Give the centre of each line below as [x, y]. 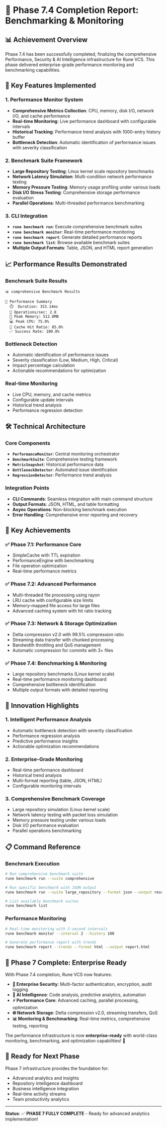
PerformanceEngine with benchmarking [53, 561]
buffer [19, 137]
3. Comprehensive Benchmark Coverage [55, 799]
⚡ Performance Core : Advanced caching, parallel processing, [76, 1000]
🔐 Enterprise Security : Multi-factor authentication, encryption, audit [82, 984]
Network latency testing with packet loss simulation [65, 815]
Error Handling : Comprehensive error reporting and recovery [75, 515]
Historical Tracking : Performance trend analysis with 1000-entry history [86, 132]
